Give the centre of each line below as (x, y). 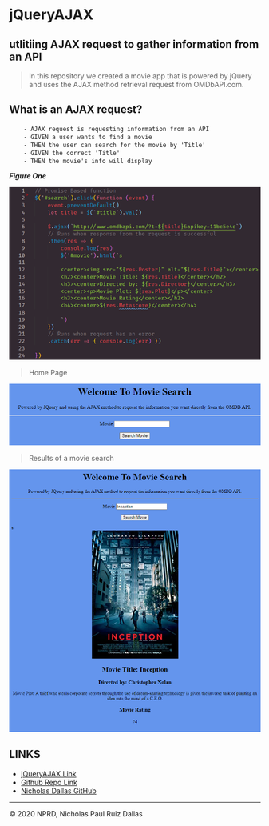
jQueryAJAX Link (48, 773)
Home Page (48, 373)
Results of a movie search (71, 459)
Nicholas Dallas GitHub (58, 791)
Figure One (28, 176)
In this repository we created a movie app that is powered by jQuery (140, 76)
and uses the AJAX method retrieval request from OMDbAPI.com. (136, 84)
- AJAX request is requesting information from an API (117, 129)
